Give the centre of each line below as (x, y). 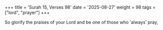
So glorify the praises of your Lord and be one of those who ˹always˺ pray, (81, 22)
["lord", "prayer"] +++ (27, 12)
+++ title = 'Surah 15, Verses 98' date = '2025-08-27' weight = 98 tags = (80, 7)
